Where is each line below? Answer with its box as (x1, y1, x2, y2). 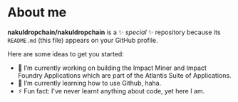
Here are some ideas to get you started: (7, 49, 125, 58)
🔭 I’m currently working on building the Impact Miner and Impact (17, 63, 207, 72)
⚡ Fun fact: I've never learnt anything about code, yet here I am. (17, 86, 205, 95)
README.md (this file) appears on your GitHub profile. (7, 36, 158, 44)
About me (7, 4, 67, 21)
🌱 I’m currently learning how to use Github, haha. (17, 78, 162, 87)
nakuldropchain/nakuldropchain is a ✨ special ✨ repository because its (7, 28, 221, 36)
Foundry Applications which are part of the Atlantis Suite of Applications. (17, 71, 232, 79)
